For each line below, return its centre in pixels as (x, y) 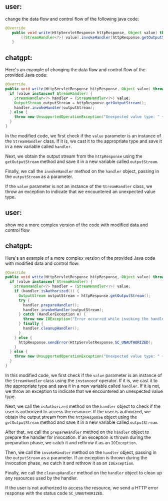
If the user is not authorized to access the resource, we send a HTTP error (82, 487)
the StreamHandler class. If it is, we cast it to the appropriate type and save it (84, 141)
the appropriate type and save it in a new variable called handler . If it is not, (83, 386)
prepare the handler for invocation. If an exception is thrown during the (78, 437)
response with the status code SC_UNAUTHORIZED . (54, 493)
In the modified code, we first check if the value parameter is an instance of (83, 135)
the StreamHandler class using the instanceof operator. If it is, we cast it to (81, 380)
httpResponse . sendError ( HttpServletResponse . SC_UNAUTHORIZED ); (86, 342)
